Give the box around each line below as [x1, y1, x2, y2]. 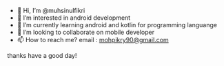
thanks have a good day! [7, 52, 77, 59]
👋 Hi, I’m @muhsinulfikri [17, 7, 85, 14]
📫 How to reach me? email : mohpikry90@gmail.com [17, 36, 169, 44]
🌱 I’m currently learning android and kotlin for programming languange [17, 21, 217, 29]
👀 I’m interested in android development [17, 14, 131, 22]
